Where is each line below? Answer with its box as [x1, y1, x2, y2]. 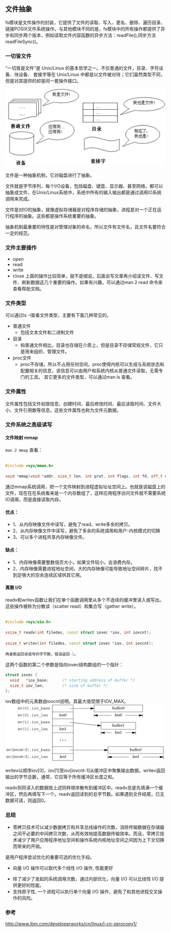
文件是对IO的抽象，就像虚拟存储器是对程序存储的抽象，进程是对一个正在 [5, 206, 157, 213]
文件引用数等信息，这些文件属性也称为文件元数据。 [14, 407, 121, 413]
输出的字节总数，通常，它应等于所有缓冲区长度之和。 [5, 774, 117, 780]
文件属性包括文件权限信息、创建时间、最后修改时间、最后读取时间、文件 [5, 400, 157, 407]
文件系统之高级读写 [5, 421, 52, 428]
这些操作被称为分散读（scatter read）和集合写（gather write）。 [5, 603, 139, 609]
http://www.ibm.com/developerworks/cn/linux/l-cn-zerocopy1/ [5, 920, 137, 927]
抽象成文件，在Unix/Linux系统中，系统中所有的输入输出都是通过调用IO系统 [5, 189, 162, 195]
